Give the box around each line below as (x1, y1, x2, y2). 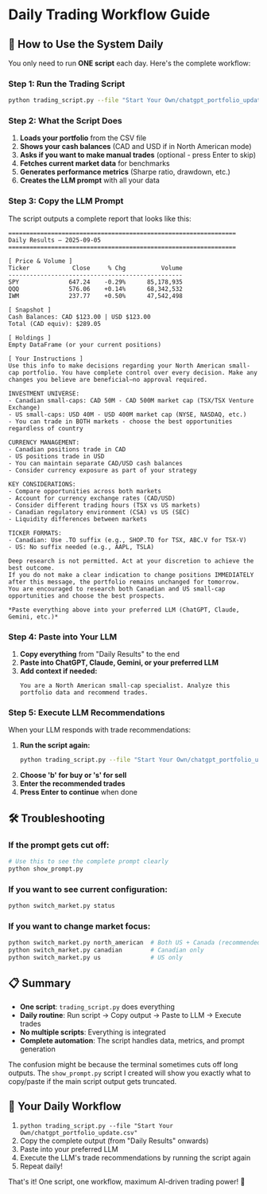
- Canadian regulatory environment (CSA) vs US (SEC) (8, 508, 191, 516)
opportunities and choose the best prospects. (8, 591, 165, 599)
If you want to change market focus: (8, 921, 151, 932)
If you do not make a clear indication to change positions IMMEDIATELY (8, 571, 254, 579)
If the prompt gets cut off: (8, 839, 110, 850)
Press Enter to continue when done (19, 787, 137, 797)
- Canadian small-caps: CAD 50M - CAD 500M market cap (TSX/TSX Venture (8, 396, 254, 404)
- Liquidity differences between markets (8, 515, 148, 523)
